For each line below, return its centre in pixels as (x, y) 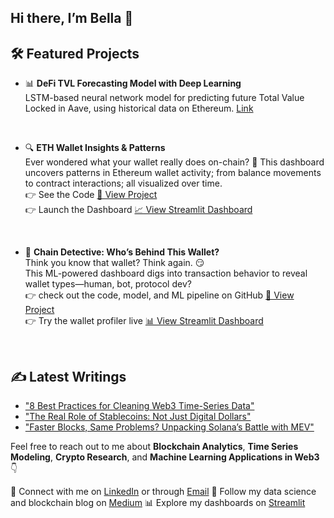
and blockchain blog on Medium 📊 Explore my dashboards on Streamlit (158, 503)
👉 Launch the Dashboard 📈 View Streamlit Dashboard (138, 210)
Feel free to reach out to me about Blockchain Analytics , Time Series (154, 447)
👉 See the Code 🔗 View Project (91, 195)
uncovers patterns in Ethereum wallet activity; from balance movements (173, 173)
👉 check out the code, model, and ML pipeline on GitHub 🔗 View (159, 295)
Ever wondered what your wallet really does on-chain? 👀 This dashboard (174, 162)
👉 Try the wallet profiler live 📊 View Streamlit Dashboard (144, 321)
